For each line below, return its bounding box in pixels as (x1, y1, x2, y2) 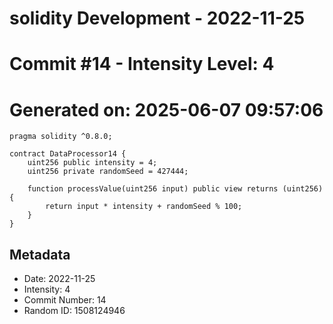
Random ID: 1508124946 (23, 305, 126, 317)
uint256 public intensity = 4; (27, 158, 158, 168)
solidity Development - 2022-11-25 (9, 7, 306, 30)
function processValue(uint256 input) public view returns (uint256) (27, 184, 324, 194)
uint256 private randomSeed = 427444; (27, 167, 189, 177)
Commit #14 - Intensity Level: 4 (9, 53, 275, 76)
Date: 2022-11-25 (23, 273, 96, 285)
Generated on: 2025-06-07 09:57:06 (9, 98, 324, 121)
